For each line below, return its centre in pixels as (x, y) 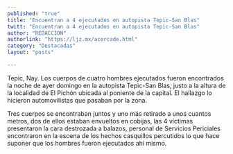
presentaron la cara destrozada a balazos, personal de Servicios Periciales (114, 128)
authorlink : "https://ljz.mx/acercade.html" (72, 40)
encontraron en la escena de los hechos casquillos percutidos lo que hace (113, 135)
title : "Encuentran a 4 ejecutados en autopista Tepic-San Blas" (103, 20)
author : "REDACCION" (37, 33)
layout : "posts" (31, 53)
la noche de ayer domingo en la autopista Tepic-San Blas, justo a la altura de (116, 85)
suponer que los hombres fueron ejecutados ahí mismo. (87, 143)
